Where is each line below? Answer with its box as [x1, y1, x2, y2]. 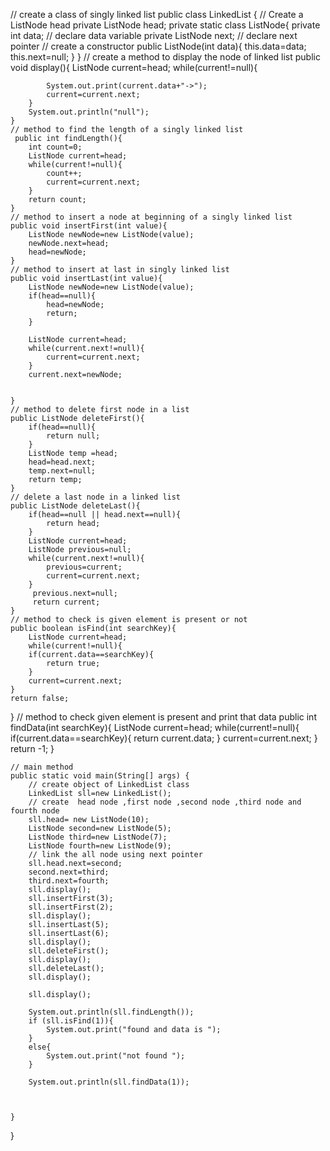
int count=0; [28, 142, 83, 152]
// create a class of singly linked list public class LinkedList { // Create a [10, 9, 304, 20]
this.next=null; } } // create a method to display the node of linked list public [10, 51, 321, 63]
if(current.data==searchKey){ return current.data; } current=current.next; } [10, 732, 318, 744]
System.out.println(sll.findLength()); [28, 1007, 195, 1017]
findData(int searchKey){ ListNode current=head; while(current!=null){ [10, 722, 300, 733]
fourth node [10, 806, 60, 816]
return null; [46, 431, 101, 441]
